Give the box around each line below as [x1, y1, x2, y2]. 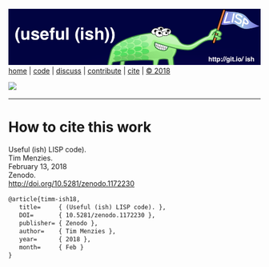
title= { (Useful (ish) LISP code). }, [18, 203, 167, 211]
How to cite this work [8, 118, 152, 136]
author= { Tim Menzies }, [18, 227, 116, 235]
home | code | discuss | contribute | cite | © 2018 [8, 66, 171, 75]
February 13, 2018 [8, 161, 67, 171]
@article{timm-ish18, [8, 195, 81, 203]
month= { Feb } [18, 243, 84, 251]
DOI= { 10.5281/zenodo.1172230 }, [18, 211, 156, 219]
